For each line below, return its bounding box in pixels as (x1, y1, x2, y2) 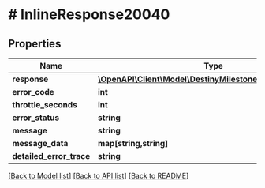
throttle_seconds (12, 100, 77, 110)
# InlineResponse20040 (8, 6, 170, 24)
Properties (8, 37, 62, 51)
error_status (12, 112, 60, 123)
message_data (12, 138, 69, 149)
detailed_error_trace (12, 151, 91, 161)
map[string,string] (97, 138, 169, 149)
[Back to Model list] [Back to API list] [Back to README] (8, 171, 189, 180)
